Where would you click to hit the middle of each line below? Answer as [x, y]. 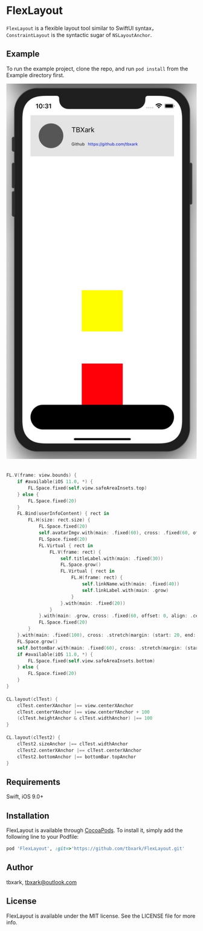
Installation [28, 815]
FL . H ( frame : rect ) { [97, 578]
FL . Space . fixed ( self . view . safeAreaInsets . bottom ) [92, 661]
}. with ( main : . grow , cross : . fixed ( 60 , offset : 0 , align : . [116, 616]
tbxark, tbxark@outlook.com [42, 882]
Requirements [33, 782]
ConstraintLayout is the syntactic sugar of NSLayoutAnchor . [79, 35]
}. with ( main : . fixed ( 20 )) [93, 603]
